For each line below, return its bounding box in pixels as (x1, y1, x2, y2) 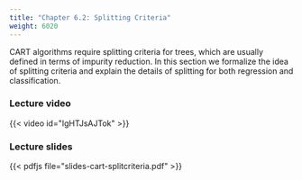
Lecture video (9, 97, 72, 110)
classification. (9, 75, 61, 85)
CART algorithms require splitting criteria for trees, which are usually (9, 46, 264, 57)
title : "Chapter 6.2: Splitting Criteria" (9, 13, 171, 22)
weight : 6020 (9, 22, 59, 31)
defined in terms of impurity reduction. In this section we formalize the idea (9, 56, 288, 67)
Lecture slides (9, 140, 73, 153)
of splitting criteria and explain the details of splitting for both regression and (9, 65, 294, 76)
